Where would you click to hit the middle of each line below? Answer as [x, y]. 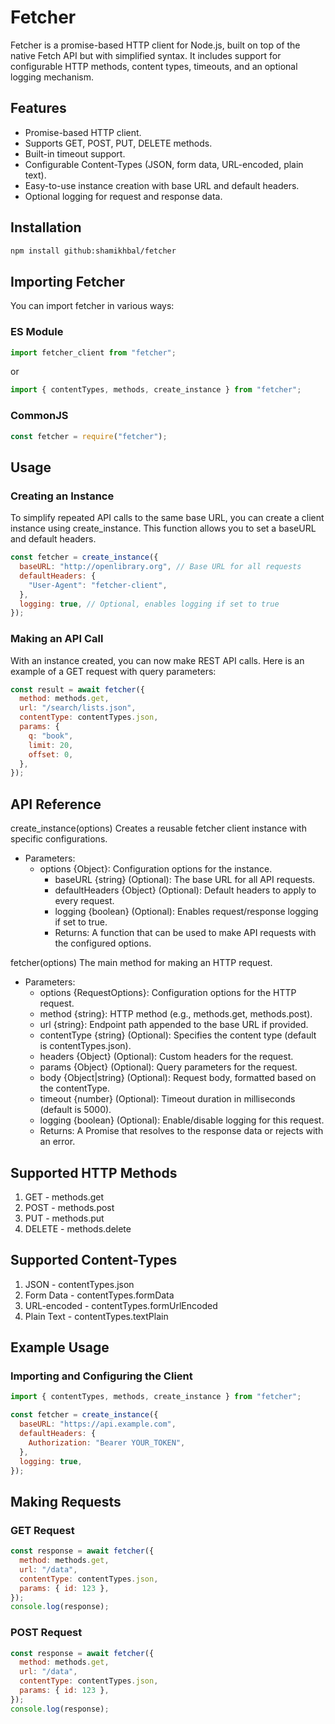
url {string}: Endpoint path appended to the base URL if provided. [174, 1025]
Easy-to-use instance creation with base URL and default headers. [162, 185]
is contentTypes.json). [85, 1046]
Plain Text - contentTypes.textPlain [96, 1316]
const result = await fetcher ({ [77, 689]
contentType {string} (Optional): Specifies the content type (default [178, 1035]
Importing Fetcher [68, 281]
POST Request [46, 1633]
